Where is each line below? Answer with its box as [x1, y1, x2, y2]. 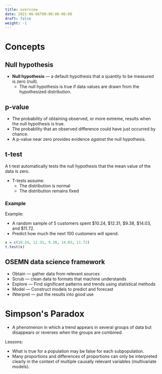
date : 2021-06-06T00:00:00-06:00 [5, 12, 73, 16]
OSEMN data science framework [5, 258, 105, 266]
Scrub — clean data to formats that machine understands [12, 276, 127, 282]
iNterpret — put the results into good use [12, 291, 94, 297]
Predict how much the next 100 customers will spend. [12, 231, 119, 237]
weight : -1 [5, 20, 27, 26]
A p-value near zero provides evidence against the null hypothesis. [12, 136, 146, 142]
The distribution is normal [19, 182, 71, 189]
